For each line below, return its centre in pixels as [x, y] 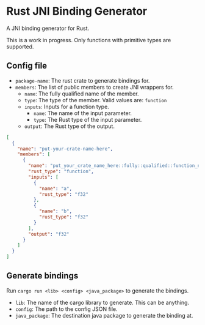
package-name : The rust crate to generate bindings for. [82, 80]
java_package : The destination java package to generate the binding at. [104, 315]
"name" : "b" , [55, 211]
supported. [20, 47]
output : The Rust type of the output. [69, 126]
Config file [27, 66]
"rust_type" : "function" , [61, 171]
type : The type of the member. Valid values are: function [95, 100]
